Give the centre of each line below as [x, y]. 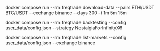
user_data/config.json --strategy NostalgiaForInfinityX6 [64, 28]
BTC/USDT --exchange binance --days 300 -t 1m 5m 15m [66, 13]
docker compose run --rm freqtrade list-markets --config [66, 38]
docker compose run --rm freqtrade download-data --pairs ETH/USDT [80, 7]
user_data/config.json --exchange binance [51, 43]
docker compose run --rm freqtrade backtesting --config [66, 22]
